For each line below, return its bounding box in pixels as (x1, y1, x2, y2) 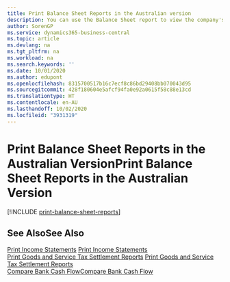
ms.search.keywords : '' (7, 61, 75, 68)
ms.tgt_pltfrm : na (7, 49, 60, 55)
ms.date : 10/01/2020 (7, 67, 66, 74)
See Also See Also (7, 227, 84, 239)
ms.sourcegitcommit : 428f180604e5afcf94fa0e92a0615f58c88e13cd (7, 86, 192, 93)
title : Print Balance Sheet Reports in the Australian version (7, 10, 192, 17)
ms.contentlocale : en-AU (7, 99, 78, 106)
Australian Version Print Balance (7, 155, 193, 171)
